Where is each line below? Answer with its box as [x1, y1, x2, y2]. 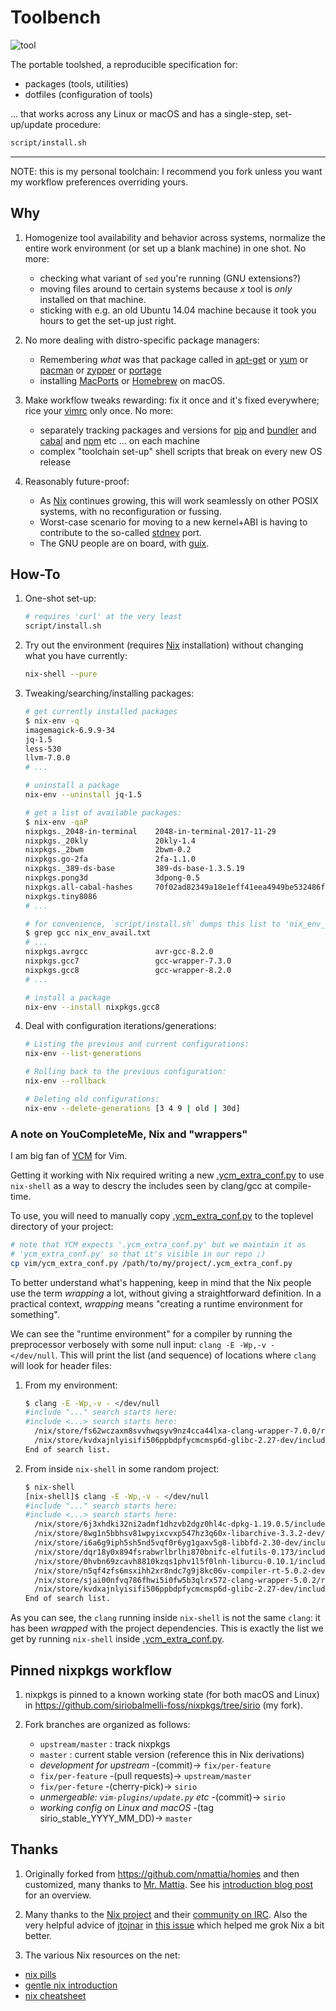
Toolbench [10, 6, 102, 29]
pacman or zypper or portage [39, 364, 162, 376]
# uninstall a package [24, 781, 120, 791]
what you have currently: [24, 650, 128, 662]
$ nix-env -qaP [24, 817, 89, 827]
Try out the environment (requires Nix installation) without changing [24, 639, 304, 651]
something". [10, 1308, 60, 1320]
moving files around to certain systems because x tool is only [39, 282, 293, 295]
